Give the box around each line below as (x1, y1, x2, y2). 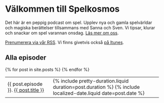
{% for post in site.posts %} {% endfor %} (5, 66, 90, 72)
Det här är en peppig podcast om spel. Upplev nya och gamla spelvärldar (5, 20, 152, 25)
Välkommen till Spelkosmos (5, 3, 120, 15)
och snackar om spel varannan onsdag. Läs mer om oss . (5, 30, 119, 36)
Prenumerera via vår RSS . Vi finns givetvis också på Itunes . (5, 39, 124, 45)
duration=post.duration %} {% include (53, 83, 140, 90)
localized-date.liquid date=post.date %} (53, 89, 145, 96)
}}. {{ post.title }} (7, 86, 44, 93)
